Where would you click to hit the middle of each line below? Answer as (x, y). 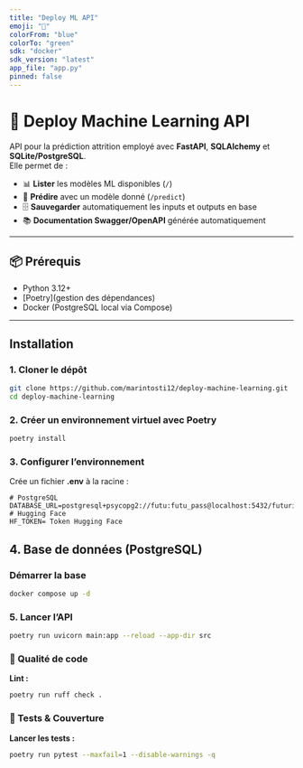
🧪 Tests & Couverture (57, 718)
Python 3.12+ (46, 288)
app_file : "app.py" (46, 69)
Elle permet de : (39, 165)
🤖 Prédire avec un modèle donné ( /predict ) (104, 196)
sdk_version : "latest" (52, 60)
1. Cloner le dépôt (48, 370)
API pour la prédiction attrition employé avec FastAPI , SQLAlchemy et (140, 146)
